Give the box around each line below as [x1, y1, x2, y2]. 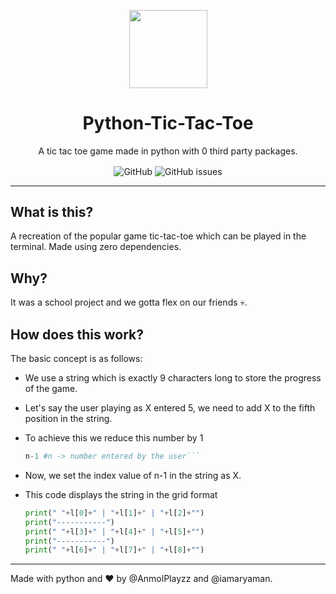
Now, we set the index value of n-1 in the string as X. [24, 469, 242, 481]
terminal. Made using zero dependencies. [10, 241, 182, 253]
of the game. [24, 383, 78, 395]
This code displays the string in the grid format [24, 488, 218, 500]
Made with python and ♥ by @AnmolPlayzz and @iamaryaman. [10, 573, 273, 585]
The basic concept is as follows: [10, 353, 143, 365]
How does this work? [10, 326, 144, 343]
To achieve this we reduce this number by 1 [24, 432, 204, 444]
